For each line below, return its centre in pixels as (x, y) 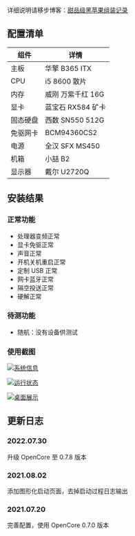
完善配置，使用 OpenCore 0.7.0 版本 (58, 525)
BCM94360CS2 (71, 132)
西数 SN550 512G (75, 120)
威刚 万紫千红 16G (75, 94)
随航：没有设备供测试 (47, 332)
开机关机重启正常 (41, 262)
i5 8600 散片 (66, 81)
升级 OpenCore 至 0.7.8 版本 (47, 457)
